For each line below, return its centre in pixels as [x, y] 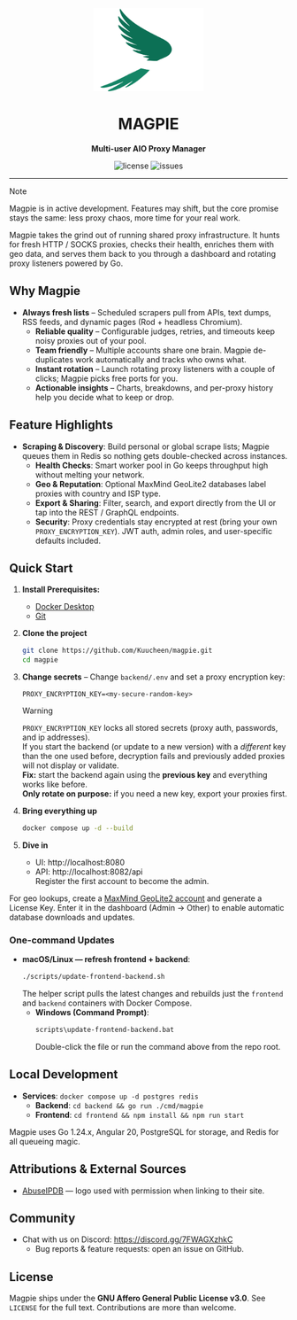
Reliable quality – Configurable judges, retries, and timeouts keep [155, 331]
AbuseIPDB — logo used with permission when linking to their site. [143, 1191]
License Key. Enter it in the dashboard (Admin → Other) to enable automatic [147, 908]
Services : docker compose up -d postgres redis [110, 1096]
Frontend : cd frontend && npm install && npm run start [140, 1114]
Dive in [35, 845]
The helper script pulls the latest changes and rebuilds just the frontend [152, 994]
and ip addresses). [56, 737]
